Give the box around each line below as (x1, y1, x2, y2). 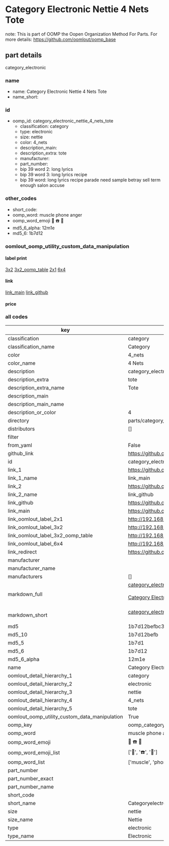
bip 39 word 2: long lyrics (20, 166, 73, 172)
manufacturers (8, 573, 43, 580)
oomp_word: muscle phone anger (12, 212, 82, 218)
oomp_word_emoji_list (8, 749, 60, 756)
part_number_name (8, 783, 54, 790)
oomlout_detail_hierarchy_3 (8, 688, 72, 695)
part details (5, 51, 42, 60)
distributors (8, 425, 35, 432)
